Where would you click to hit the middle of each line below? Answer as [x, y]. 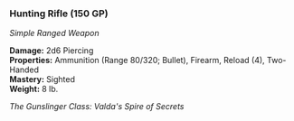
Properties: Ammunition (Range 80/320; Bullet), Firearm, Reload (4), [137, 60]
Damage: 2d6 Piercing [52, 51]
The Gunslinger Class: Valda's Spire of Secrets [97, 107]
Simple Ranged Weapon [54, 33]
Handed [24, 70]
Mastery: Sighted [42, 79]
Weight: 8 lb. [34, 89]
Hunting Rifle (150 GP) [59, 14]
